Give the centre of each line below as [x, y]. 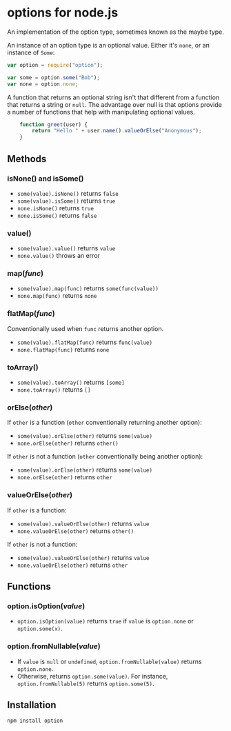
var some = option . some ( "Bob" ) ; [53, 77]
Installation [32, 705]
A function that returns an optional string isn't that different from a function [113, 97]
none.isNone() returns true [56, 208]
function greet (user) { [54, 124]
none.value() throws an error [58, 256]
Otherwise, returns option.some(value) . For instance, [92, 676]
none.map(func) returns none [57, 296]
